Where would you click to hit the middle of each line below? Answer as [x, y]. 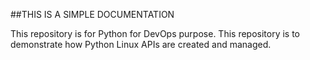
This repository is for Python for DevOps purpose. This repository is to [155, 33]
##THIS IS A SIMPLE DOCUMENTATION [92, 14]
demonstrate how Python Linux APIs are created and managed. [141, 44]
